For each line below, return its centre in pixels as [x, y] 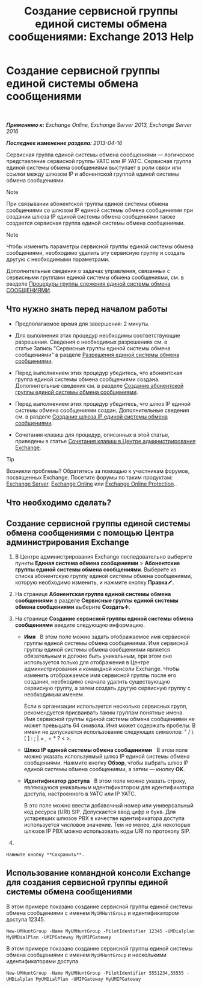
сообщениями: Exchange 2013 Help [101, 37]
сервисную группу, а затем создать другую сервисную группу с [107, 688]
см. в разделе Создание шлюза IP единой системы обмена [91, 416]
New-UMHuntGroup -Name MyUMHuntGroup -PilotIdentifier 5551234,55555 [95, 973]
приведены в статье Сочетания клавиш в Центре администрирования [105, 441]
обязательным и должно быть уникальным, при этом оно [98, 656]
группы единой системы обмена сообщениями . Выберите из [96, 569]
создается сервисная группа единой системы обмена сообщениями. [96, 223]
